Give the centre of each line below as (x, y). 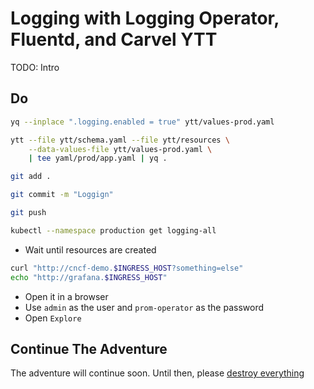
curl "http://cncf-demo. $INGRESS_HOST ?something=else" (127, 268)
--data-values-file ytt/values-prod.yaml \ (120, 149)
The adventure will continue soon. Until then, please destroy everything (157, 373)
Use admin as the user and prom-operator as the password (144, 307)
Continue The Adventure (89, 348)
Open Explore (53, 318)
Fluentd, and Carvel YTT (114, 39)
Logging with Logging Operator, (145, 18)
